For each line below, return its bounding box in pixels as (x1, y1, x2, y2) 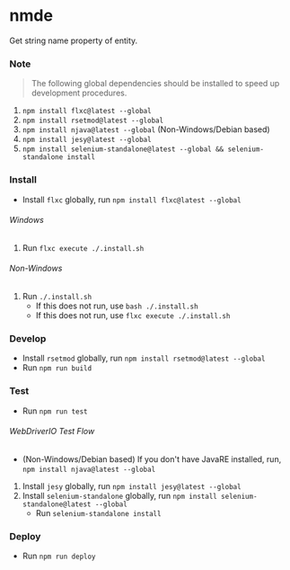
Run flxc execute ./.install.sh (22, 242, 145, 253)
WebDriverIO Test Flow (9, 426, 95, 437)
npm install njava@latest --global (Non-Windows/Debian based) (22, 124, 271, 135)
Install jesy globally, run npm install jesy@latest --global (22, 480, 242, 491)
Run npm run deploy (22, 550, 96, 562)
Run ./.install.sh (22, 290, 92, 301)
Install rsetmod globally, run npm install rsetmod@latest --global (22, 352, 266, 364)
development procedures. (31, 87, 127, 99)
